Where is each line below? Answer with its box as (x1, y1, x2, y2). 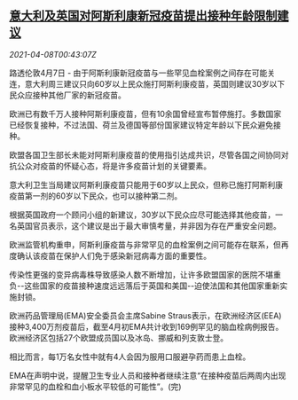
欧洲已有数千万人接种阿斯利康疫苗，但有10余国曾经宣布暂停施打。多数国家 (9, 108, 282, 119)
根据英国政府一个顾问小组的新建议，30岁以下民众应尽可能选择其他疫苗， (9, 209, 276, 220)
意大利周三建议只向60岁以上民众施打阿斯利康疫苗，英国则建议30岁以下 (24, 78, 286, 89)
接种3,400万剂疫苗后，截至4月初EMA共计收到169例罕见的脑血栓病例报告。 (9, 321, 284, 332)
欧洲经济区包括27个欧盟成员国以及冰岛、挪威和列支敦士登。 (9, 332, 229, 343)
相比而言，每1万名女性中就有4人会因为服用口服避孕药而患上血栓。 (9, 351, 251, 362)
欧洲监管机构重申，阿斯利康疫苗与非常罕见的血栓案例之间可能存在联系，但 (9, 239, 281, 250)
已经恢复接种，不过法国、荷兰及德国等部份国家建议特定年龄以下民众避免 (9, 119, 273, 130)
